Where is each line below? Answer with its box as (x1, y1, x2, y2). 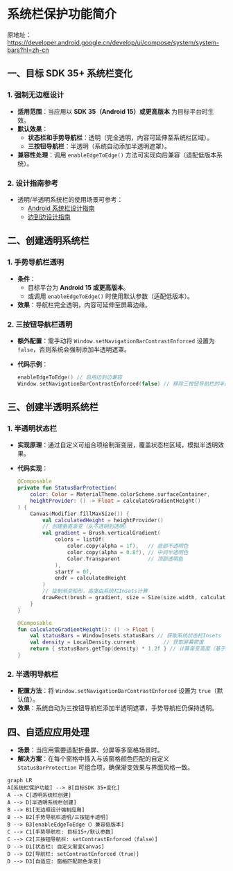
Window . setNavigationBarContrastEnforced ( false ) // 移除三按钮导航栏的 (17, 380, 220, 387)
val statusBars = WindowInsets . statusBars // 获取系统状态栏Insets (30, 632, 222, 639)
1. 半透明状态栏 (7, 424, 58, 433)
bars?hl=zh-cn (7, 46, 50, 54)
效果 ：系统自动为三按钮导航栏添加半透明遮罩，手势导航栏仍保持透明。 (17, 704, 218, 712)
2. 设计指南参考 (7, 178, 59, 188)
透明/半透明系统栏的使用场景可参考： (17, 195, 123, 203)
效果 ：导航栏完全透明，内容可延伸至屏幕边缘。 (17, 300, 151, 309)
